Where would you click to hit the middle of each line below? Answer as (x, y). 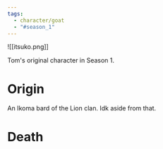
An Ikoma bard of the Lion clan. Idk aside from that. (82, 108)
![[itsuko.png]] (28, 47)
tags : (15, 14)
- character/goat (39, 20)
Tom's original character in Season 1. (61, 60)
